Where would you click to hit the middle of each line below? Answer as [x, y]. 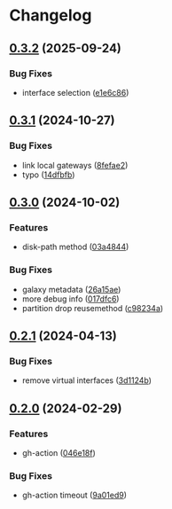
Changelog [51, 16]
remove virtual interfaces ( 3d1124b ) [87, 380]
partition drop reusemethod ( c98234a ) [93, 308]
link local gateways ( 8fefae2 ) [75, 165]
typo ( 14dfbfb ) [48, 175]
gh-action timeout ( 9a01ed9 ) [74, 495]
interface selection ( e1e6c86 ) [75, 92]
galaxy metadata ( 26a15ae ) [71, 289]
